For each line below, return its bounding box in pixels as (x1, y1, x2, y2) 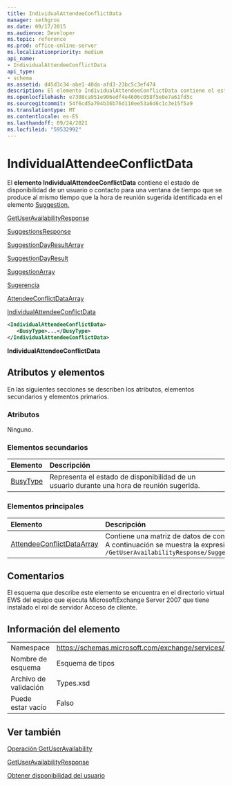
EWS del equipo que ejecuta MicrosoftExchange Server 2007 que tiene (7, 596, 210, 604)
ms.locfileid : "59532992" (7, 126, 81, 133)
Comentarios (7, 570, 65, 582)
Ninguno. (7, 426, 33, 434)
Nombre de (10, 655, 47, 664)
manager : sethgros (7, 17, 60, 24)
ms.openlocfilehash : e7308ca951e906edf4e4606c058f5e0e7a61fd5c (7, 94, 193, 101)
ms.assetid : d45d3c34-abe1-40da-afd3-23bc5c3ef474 (7, 81, 156, 88)
